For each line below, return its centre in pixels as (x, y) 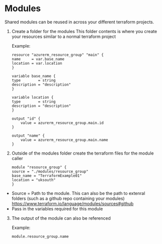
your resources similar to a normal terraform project (64, 36)
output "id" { (26, 119)
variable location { (32, 97)
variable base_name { (33, 76)
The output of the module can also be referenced (61, 218)
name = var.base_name (38, 59)
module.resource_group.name (40, 236)
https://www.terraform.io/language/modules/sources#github (72, 203)
